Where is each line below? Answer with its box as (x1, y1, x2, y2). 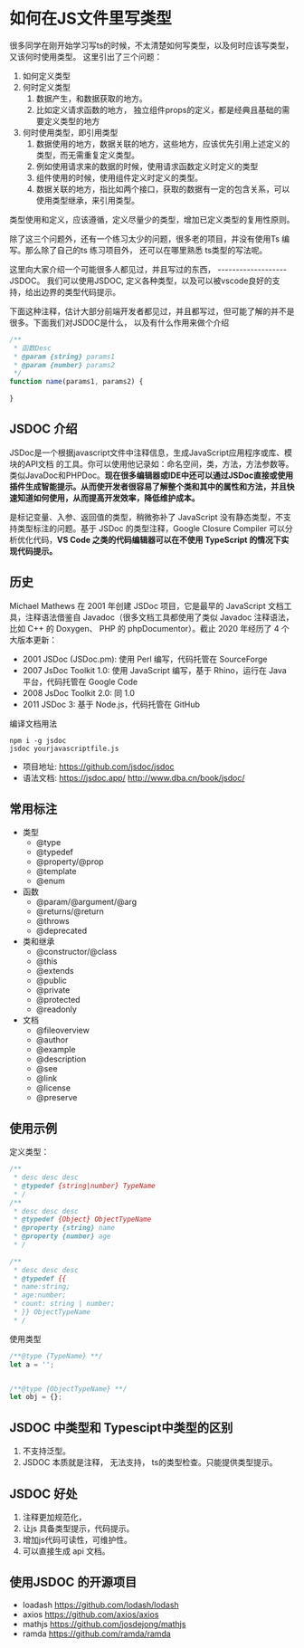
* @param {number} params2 (13, 360, 116, 369)
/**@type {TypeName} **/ (9, 1351, 103, 1360)
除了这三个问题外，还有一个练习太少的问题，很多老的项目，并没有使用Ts (9, 233, 280, 244)
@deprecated (35, 925, 88, 937)
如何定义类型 (22, 70, 71, 81)
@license (35, 1082, 71, 1093)
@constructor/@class (35, 947, 118, 957)
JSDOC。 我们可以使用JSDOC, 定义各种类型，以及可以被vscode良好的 (9, 275, 273, 286)
